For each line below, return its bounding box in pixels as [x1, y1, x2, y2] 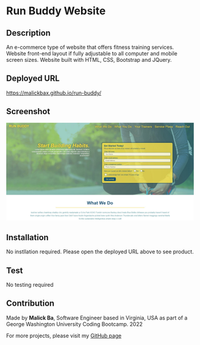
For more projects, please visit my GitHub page [6, 332, 122, 339]
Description [6, 28, 51, 38]
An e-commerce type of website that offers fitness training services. [6, 43, 174, 51]
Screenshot [6, 106, 51, 117]
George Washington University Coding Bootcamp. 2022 [6, 320, 143, 328]
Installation [6, 232, 49, 242]
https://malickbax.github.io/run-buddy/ [6, 89, 102, 96]
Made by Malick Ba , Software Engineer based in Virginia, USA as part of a [6, 314, 187, 321]
